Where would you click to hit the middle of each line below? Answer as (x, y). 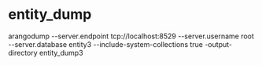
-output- (218, 44)
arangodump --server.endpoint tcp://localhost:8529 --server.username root (131, 36)
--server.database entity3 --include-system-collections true (105, 44)
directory (23, 52)
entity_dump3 (61, 52)
